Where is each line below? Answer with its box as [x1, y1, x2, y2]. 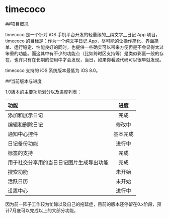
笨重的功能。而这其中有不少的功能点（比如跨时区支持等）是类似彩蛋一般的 [5, 50, 159, 56]
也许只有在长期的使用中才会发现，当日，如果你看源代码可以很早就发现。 [14, 56, 164, 62]
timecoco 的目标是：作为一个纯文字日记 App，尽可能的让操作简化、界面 [5, 38, 154, 44]
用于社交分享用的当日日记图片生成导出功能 [8, 159, 109, 166]
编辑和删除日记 [8, 121, 44, 128]
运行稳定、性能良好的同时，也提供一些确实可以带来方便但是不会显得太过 [14, 44, 164, 50]
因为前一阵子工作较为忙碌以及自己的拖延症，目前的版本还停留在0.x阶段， [5, 201, 157, 207]
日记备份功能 [8, 140, 39, 147]
